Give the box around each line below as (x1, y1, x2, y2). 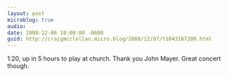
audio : (7, 23, 26, 30)
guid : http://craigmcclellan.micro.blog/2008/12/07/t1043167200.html (7, 36, 213, 43)
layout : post (7, 10, 45, 17)
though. (7, 62, 30, 70)
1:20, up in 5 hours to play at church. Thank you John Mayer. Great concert (7, 54, 221, 63)
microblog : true (7, 16, 54, 23)
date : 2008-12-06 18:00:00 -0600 (7, 29, 104, 36)
